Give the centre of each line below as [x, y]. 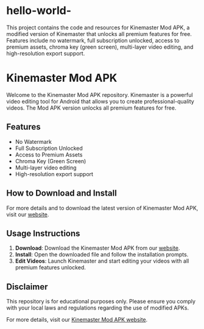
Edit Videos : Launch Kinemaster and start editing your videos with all [102, 261]
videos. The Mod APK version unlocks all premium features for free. [91, 108]
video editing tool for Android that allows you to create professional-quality [100, 101]
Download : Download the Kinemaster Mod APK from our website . [97, 248]
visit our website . [28, 214]
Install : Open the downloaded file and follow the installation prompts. [102, 255]
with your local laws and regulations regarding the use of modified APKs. [98, 308]
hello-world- [39, 11]
